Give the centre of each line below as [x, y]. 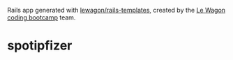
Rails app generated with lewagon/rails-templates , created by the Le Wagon [116, 10]
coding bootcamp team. [42, 17]
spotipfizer [40, 46]
